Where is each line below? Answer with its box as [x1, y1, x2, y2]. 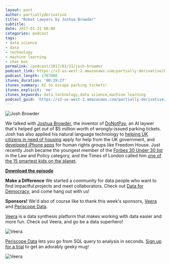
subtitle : [5, 21, 26, 27]
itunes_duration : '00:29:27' [5, 78, 67, 83]
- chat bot [5, 59, 28, 64]
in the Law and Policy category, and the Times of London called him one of [5, 153, 161, 159]
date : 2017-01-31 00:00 [5, 26, 56, 31]
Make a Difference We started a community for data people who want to [5, 178, 157, 184]
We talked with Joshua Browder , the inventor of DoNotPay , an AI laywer [5, 120, 154, 126]
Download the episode [5, 168, 54, 174]
